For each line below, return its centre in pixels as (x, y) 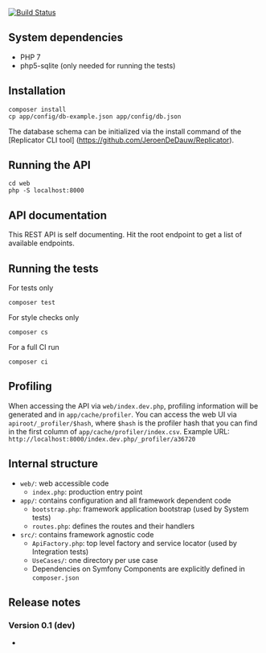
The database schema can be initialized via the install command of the (125, 131)
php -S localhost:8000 (46, 191)
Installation (37, 91)
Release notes (45, 603)
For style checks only (44, 318)
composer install (37, 109)
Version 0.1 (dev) (42, 625)
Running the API (49, 165)
